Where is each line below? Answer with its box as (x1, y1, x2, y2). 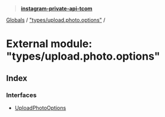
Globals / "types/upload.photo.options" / (6, 17, 106, 23)
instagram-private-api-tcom (20, 5, 93, 12)
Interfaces (6, 91, 37, 99)
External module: (6, 37, 93, 51)
